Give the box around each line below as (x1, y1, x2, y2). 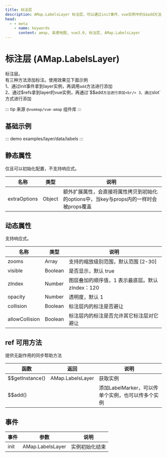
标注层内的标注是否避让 (69, 303, 124, 310)
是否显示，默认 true (69, 268, 115, 274)
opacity (7, 293, 26, 300)
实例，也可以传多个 (108, 392, 154, 399)
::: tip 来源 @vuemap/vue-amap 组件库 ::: (5, 106, 82, 112)
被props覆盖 (63, 203, 92, 210)
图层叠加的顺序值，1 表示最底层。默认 (69, 277, 158, 284)
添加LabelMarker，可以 (98, 384, 154, 391)
